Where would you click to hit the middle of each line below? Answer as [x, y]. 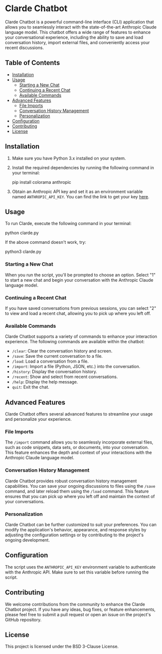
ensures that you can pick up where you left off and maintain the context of [80, 496]
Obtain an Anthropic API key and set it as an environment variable [77, 191]
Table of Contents [33, 63]
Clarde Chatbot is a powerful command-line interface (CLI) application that [80, 22]
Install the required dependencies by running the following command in [83, 167]
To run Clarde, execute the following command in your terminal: [68, 223]
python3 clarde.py [23, 252]
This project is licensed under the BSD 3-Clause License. [62, 646]
